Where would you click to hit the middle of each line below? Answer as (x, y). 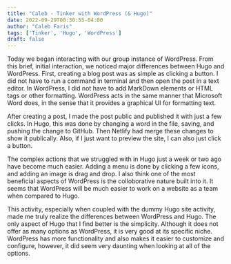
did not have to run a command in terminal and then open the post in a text (113, 81)
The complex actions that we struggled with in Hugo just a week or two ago (114, 159)
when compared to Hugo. (43, 196)
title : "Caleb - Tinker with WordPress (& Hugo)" (80, 13)
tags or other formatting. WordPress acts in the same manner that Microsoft (115, 96)
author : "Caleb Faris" (40, 26)
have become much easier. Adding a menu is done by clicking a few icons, (113, 167)
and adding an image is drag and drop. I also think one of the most (101, 174)
